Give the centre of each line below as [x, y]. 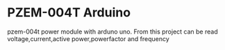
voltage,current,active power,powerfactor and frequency [89, 38]
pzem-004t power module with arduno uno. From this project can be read [112, 32]
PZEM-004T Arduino [69, 13]
